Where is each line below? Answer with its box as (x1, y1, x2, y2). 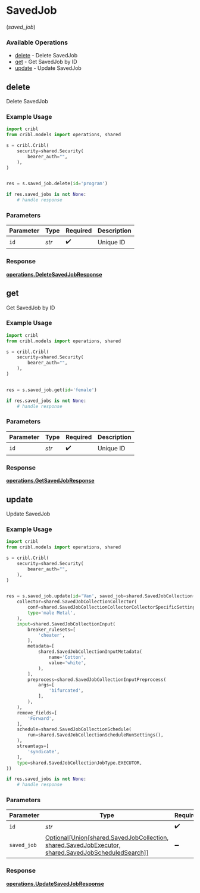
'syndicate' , (27, 748, 60, 754)
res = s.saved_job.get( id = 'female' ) (6, 386, 97, 393)
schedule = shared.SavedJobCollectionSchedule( (17, 726, 132, 732)
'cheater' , (37, 632, 65, 638)
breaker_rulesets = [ (27, 627, 76, 633)
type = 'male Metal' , (27, 610, 76, 616)
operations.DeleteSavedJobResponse (6, 271, 102, 278)
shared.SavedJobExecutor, (45, 841, 121, 849)
